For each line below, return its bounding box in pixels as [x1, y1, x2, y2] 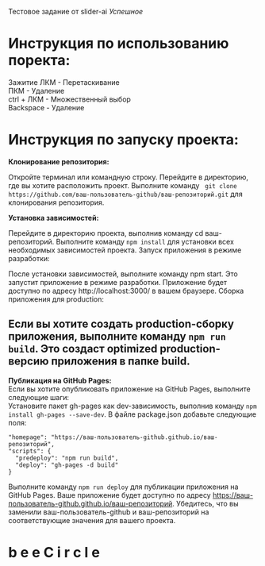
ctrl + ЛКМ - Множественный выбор [8, 94, 131, 104]
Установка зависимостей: [8, 213, 99, 222]
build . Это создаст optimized [8, 342, 158, 356]
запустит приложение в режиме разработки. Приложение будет [8, 277, 228, 287]
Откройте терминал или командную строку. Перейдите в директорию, [8, 172, 248, 182]
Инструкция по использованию [8, 35, 229, 52]
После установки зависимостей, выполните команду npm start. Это [8, 269, 238, 279]
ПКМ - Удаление [8, 86, 65, 95]
